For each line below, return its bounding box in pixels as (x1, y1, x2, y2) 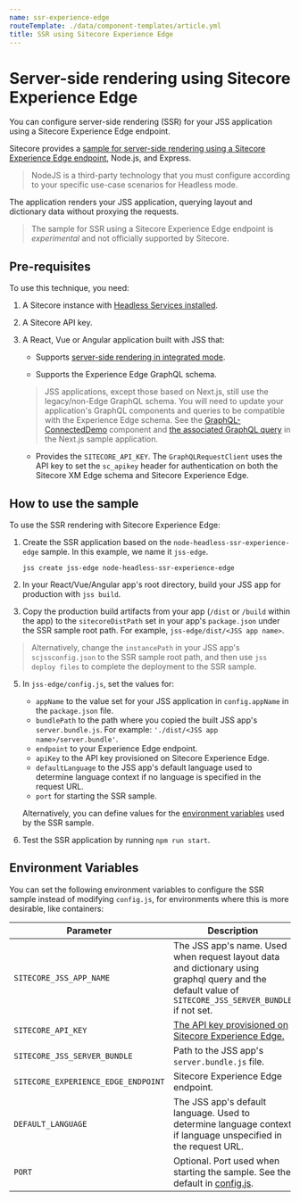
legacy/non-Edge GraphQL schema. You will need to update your (44, 396, 284, 407)
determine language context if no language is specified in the (35, 771, 262, 782)
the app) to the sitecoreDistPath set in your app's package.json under (21, 615, 280, 625)
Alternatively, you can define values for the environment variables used (21, 808, 285, 818)
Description (207, 924, 259, 937)
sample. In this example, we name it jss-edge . (40, 546, 209, 557)
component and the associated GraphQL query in (108, 425, 291, 435)
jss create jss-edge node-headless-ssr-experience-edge (21, 563, 235, 572)
